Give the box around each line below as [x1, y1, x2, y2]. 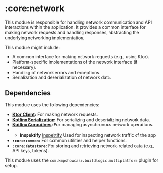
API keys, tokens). [12, 148, 49, 153]
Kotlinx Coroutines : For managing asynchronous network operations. [12, 122, 154, 127]
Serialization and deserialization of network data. [12, 74, 111, 80]
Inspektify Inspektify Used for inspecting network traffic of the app [19, 132, 156, 138]
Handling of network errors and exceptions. [12, 69, 101, 75]
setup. [5, 162, 18, 168]
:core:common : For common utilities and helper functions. [12, 137, 127, 143]
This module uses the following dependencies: [5, 101, 100, 108]
